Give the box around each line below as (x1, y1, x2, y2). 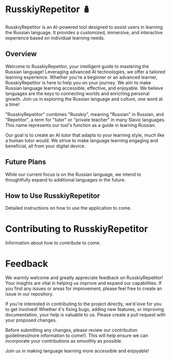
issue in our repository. (5, 291, 54, 297)
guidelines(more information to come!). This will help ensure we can (5, 332, 148, 339)
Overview (5, 50, 37, 58)
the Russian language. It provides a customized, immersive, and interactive (5, 29, 163, 35)
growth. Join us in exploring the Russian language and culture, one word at (5, 96, 163, 102)
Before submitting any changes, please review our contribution (5, 327, 138, 333)
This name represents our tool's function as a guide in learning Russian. (5, 122, 157, 128)
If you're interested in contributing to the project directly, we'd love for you (5, 301, 162, 307)
